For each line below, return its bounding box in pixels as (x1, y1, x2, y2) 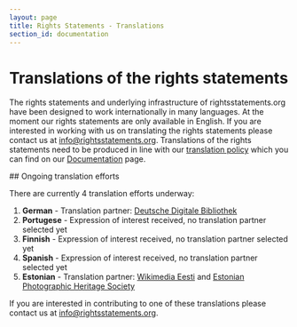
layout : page (9, 12, 58, 22)
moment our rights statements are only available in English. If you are (9, 116, 262, 127)
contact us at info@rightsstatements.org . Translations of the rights (9, 135, 252, 146)
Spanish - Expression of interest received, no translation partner (21, 252, 259, 263)
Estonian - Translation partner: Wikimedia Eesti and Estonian (21, 272, 245, 283)
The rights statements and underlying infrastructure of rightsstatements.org (9, 97, 286, 108)
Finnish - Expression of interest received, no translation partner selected (21, 234, 288, 244)
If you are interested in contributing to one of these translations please (9, 299, 267, 309)
